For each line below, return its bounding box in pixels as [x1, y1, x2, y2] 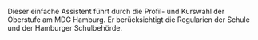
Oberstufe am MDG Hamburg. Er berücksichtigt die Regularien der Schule [7, 15, 251, 24]
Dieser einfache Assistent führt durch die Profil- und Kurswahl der [7, 7, 225, 16]
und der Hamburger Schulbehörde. [7, 24, 123, 32]
